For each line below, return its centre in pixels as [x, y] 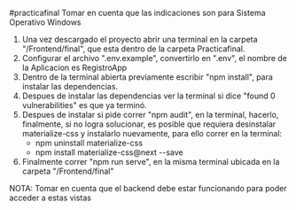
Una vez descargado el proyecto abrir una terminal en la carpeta [140, 39]
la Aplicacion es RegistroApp [74, 67]
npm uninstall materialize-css [89, 143]
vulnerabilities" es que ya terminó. [85, 105]
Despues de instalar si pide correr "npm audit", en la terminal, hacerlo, [150, 115]
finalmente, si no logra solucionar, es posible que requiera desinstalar [149, 124]
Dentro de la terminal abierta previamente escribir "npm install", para [147, 77]
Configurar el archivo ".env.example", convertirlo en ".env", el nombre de [155, 58]
